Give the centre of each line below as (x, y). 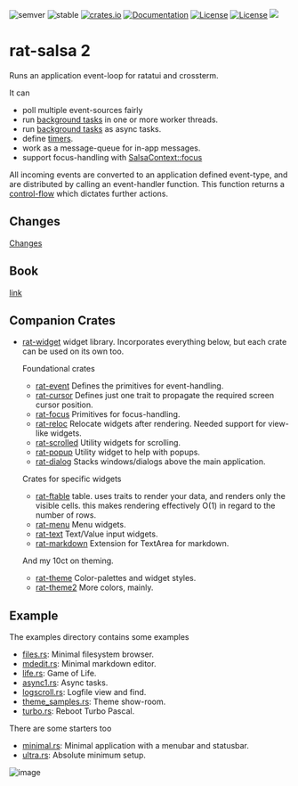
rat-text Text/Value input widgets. (97, 534)
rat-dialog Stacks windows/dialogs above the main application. (150, 462)
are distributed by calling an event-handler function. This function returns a (147, 184)
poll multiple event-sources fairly (82, 110)
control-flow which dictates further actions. (89, 193)
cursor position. (64, 405)
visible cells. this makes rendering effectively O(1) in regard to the (155, 506)
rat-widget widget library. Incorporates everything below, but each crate (154, 342)
